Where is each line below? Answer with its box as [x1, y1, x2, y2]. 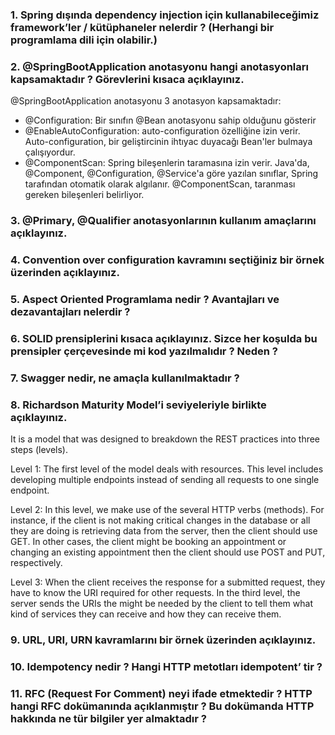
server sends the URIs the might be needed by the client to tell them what [10, 598, 313, 610]
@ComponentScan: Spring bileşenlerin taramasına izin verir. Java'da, [24, 157, 310, 169]
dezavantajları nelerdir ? [10, 304, 131, 318]
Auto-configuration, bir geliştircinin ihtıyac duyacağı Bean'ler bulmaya [24, 136, 313, 148]
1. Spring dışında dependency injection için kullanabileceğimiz [10, 8, 320, 22]
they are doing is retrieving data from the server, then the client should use [10, 525, 318, 537]
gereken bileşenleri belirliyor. [24, 189, 145, 201]
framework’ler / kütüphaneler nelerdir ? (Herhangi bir [10, 20, 275, 34]
